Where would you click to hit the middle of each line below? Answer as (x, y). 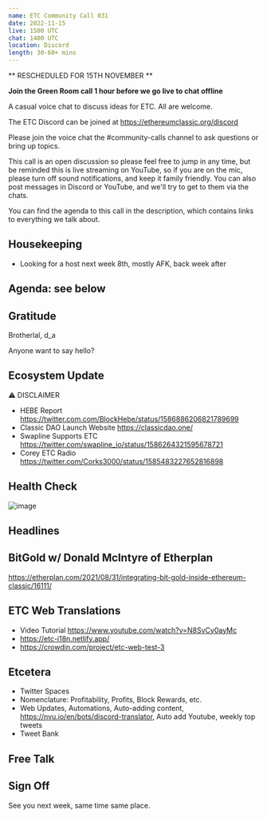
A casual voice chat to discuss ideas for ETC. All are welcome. (110, 106)
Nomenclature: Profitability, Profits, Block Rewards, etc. (110, 700)
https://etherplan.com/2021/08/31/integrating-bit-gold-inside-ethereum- (127, 577)
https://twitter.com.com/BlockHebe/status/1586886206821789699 (129, 419)
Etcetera (30, 672)
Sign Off (29, 786)
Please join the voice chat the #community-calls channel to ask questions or (133, 137)
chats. (19, 195)
